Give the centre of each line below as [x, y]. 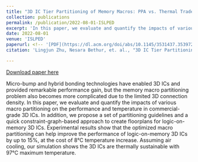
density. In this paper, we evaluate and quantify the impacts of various [91, 102]
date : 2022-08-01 [27, 34]
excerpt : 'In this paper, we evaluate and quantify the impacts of [91, 28]
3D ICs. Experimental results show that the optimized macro [100, 127]
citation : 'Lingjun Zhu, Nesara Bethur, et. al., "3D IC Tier [84, 50]
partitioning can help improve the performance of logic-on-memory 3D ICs [97, 134]
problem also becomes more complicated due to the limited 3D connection [97, 96]
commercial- [165, 108]
